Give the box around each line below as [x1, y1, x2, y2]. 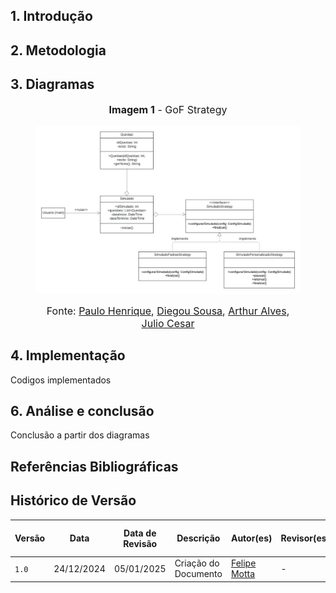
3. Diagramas [10, 76, 95, 93]
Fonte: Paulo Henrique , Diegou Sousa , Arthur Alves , [46, 304, 290, 318]
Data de [123, 527, 157, 539]
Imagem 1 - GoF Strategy [108, 102, 228, 116]
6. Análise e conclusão [10, 402, 155, 419]
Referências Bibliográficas [10, 458, 179, 475]
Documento [174, 568, 223, 580]
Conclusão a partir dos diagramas [10, 429, 150, 441]
